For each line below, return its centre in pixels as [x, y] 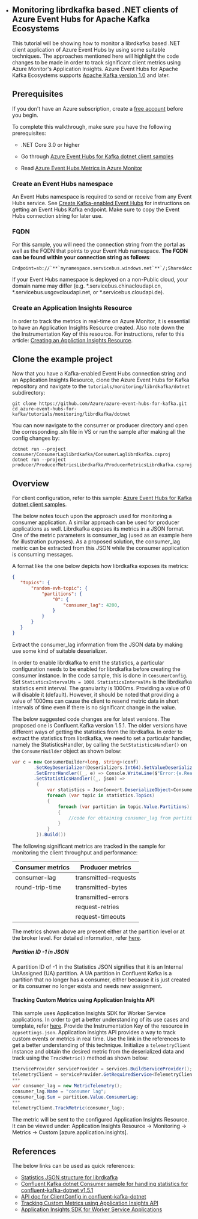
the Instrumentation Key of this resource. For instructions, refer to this [98, 334]
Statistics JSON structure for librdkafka [69, 1177]
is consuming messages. [43, 554]
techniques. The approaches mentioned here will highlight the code [95, 56]
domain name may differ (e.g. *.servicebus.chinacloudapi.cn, [87, 286]
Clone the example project [62, 359]
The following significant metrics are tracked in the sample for [88, 846]
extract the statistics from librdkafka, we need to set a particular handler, [102, 738]
